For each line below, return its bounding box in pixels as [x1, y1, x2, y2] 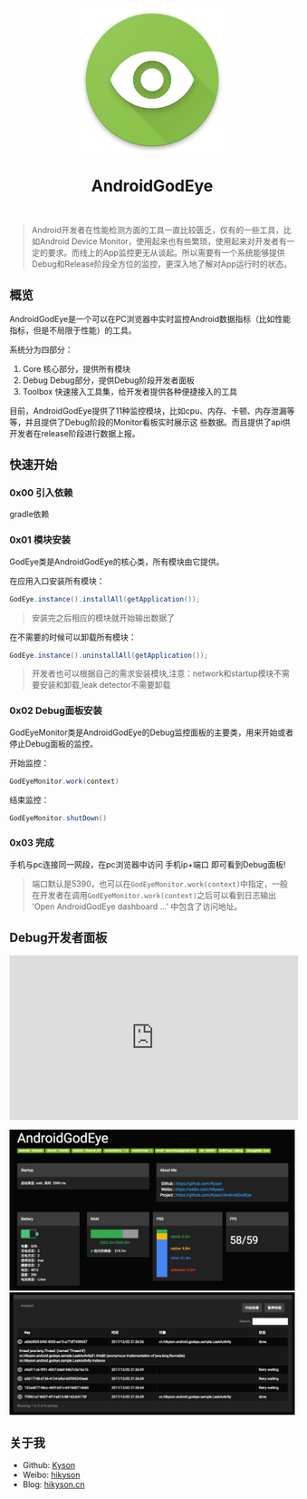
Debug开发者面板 [9, 930, 108, 945]
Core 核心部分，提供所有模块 [22, 363, 131, 374]
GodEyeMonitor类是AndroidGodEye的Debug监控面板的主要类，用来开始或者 [9, 727, 294, 738]
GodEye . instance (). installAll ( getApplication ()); [9, 594, 201, 603]
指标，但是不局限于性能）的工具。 [9, 325, 137, 336]
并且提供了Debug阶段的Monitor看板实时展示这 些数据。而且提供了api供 [24, 416, 292, 427]
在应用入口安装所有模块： [9, 575, 105, 586]
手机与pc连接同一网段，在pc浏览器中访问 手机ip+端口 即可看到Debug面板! [9, 858, 286, 869]
